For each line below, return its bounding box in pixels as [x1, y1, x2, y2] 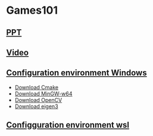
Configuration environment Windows [6, 68, 147, 78]
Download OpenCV [14, 96, 63, 103]
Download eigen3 [14, 103, 58, 110]
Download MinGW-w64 [14, 90, 73, 97]
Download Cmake [14, 84, 58, 91]
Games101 [6, 4, 58, 17]
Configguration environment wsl [6, 120, 130, 130]
